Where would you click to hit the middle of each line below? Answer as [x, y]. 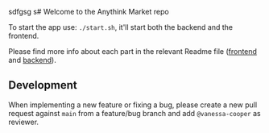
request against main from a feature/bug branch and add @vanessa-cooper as [134, 113]
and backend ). [32, 60]
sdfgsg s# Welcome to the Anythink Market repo [89, 12]
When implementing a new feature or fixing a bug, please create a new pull [133, 105]
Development [43, 85]
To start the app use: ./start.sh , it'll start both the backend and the [121, 27]
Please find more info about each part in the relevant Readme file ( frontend [133, 51]
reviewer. [23, 122]
